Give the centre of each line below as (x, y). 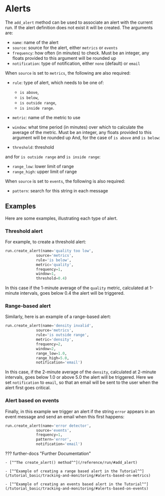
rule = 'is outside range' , (63, 335)
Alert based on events (32, 401)
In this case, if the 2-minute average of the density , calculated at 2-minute (81, 372)
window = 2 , (46, 349)
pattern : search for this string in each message (60, 190)
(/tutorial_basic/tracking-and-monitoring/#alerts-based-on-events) (77, 489)
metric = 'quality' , (55, 265)
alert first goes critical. (28, 388)
